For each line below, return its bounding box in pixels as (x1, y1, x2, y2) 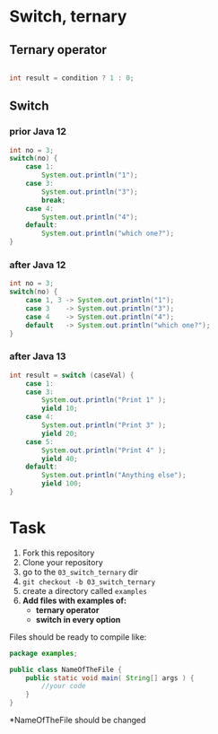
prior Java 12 (9, 126, 67, 138)
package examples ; (9, 649, 78, 658)
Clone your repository (22, 556, 103, 567)
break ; (41, 196, 66, 205)
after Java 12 (9, 258, 66, 271)
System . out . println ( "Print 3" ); (41, 421, 167, 430)
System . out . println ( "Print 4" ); (41, 446, 167, 455)
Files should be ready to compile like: (9, 631, 147, 642)
